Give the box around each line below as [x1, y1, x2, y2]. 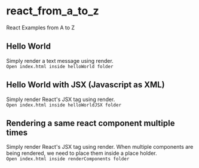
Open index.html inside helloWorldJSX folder [6, 102, 121, 108]
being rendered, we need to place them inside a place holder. [6, 149, 157, 157]
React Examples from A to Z [6, 24, 75, 31]
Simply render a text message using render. [6, 57, 114, 64]
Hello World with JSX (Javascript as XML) [6, 80, 166, 90]
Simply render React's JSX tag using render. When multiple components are [6, 143, 194, 151]
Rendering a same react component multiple [6, 118, 175, 128]
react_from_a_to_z [6, 4, 100, 18]
